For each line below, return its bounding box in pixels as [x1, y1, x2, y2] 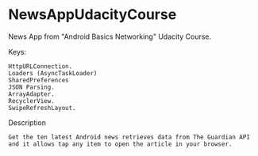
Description [8, 117, 46, 127]
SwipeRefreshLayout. [8, 104, 77, 112]
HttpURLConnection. [8, 62, 73, 70]
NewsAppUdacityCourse [8, 6, 177, 24]
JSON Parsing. [8, 83, 56, 91]
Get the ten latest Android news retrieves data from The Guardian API [8, 133, 250, 141]
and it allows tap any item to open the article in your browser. [8, 140, 233, 148]
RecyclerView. [8, 97, 56, 105]
